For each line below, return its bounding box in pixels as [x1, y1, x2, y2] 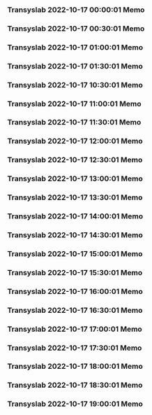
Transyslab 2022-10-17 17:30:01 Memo [7, 343, 142, 353]
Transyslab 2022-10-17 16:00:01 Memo [7, 286, 143, 296]
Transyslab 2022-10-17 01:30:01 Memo [7, 61, 143, 71]
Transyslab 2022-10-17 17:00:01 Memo [7, 324, 143, 334]
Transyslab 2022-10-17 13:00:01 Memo [7, 174, 143, 183]
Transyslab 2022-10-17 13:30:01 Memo [7, 192, 143, 202]
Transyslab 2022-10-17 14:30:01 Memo [7, 230, 143, 239]
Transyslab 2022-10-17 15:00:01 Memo [7, 248, 143, 258]
